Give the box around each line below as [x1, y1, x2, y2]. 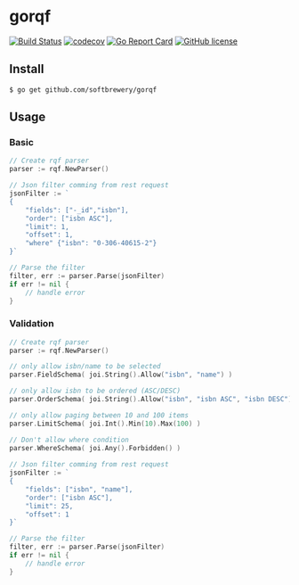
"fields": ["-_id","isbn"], [25, 205, 129, 215]
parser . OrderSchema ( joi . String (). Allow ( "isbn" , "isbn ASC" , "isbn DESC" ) [9, 395, 293, 404]
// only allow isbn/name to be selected [9, 362, 162, 371]
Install [9, 62, 44, 77]
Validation [9, 317, 55, 330]
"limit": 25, [25, 501, 74, 510]
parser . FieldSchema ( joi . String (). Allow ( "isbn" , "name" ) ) [9, 370, 233, 380]
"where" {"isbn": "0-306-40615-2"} [25, 239, 158, 248]
